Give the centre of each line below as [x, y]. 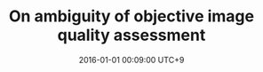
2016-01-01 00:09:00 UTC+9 [131, 60]
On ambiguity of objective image [131, 16]
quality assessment [131, 35]
